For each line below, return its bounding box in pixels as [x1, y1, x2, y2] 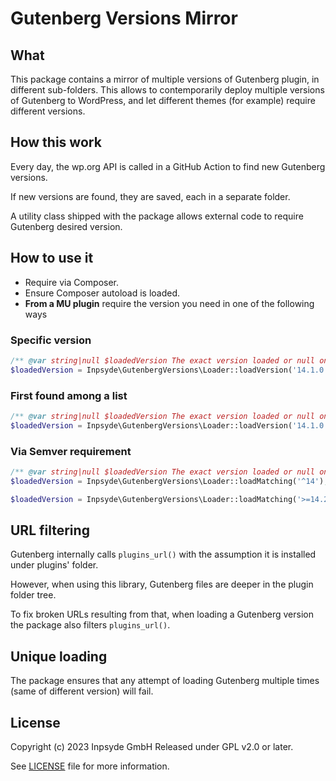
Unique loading [10, 648, 108, 665]
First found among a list [10, 388, 128, 402]
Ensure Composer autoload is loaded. [24, 287, 181, 299]
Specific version [10, 333, 92, 347]
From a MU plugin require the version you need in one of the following [24, 297, 315, 309]
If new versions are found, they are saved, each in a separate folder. [10, 190, 291, 202]
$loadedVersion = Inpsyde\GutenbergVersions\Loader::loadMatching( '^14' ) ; [10, 476, 329, 486]
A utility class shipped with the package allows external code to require [10, 210, 304, 222]
